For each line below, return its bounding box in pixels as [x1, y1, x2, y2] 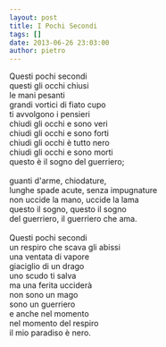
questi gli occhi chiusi [9, 80, 89, 91]
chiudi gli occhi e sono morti [9, 147, 113, 157]
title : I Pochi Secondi [9, 21, 98, 30]
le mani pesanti [9, 90, 65, 101]
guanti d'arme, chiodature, [9, 175, 107, 186]
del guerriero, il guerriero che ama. [9, 214, 137, 224]
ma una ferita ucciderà [9, 280, 93, 291]
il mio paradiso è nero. [9, 327, 92, 338]
